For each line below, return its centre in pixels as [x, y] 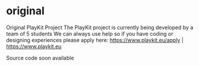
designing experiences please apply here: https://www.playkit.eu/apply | [95, 40]
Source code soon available [40, 58]
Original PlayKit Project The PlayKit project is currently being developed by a [100, 27]
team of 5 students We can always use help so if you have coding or [90, 33]
